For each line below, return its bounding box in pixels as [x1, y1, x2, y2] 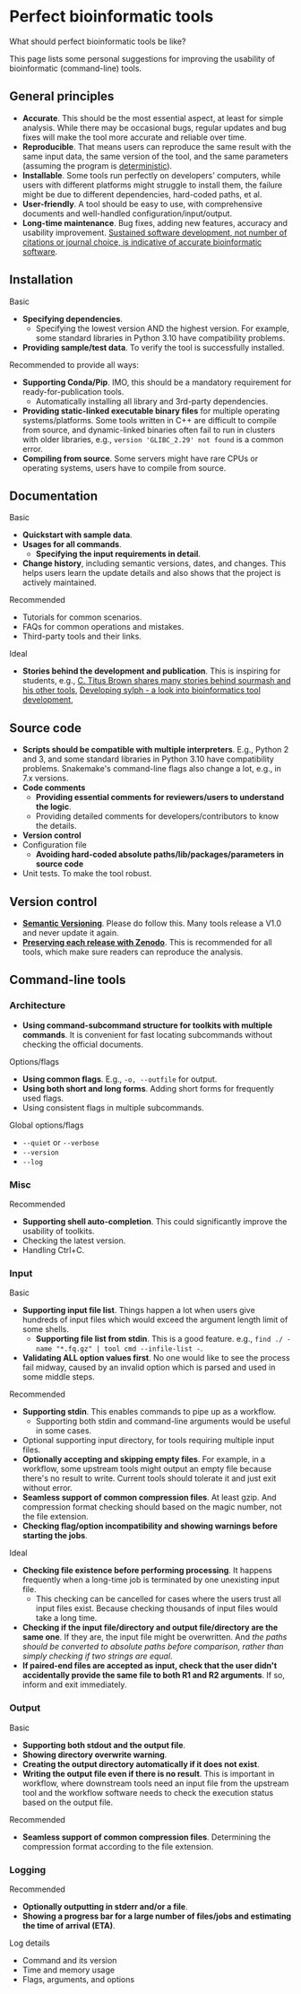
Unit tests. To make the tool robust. [21, 868, 152, 879]
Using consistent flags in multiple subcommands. [21, 1101, 204, 1113]
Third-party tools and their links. [21, 631, 142, 642]
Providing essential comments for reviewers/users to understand [35, 792, 285, 803]
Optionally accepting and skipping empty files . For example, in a [21, 1454, 266, 1465]
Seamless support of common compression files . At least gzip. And [21, 1492, 277, 1503]
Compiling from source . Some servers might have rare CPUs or [21, 453, 258, 464]
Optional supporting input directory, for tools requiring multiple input [21, 1435, 275, 1446]
